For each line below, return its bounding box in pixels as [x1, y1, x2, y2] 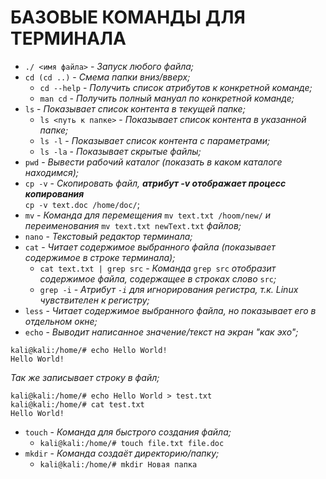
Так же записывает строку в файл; [10, 371, 160, 383]
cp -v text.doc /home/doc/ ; [24, 198, 141, 210]
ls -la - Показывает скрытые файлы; [39, 145, 202, 157]
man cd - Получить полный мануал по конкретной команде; [39, 92, 295, 104]
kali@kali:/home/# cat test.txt [10, 399, 145, 410]
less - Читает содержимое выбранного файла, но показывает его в [24, 304, 317, 316]
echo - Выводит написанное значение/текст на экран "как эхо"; [24, 326, 299, 338]
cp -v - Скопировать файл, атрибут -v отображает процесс [24, 177, 287, 189]
